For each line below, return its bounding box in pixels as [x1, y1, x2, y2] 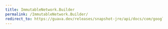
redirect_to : [5, 16, 32, 21]
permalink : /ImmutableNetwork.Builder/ [5, 12, 88, 17]
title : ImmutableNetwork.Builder [5, 7, 75, 12]
